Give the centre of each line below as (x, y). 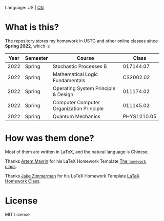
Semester (37, 58)
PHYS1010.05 (140, 116)
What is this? (32, 27)
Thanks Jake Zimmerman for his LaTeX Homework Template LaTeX (72, 176)
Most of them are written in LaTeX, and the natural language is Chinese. (77, 152)
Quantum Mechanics (77, 116)
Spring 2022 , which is (28, 46)
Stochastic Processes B (80, 66)
